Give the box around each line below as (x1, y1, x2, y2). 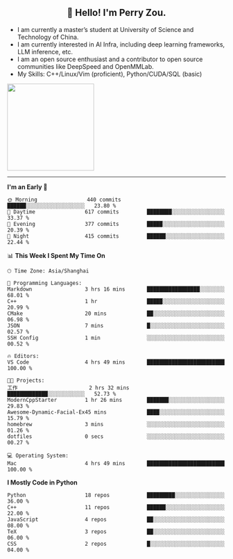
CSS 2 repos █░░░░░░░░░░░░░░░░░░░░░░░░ (7, 540, 225, 547)
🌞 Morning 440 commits (7, 196, 121, 203)
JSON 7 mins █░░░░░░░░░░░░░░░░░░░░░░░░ (7, 322, 225, 329)
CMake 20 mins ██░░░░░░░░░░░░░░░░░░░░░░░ (7, 310, 225, 317)
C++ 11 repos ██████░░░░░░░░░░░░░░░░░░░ (7, 503, 225, 511)
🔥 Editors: (7, 353, 40, 359)
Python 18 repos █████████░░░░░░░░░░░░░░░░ (7, 492, 225, 499)
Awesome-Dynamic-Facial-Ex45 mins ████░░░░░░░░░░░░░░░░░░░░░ (7, 408, 225, 416)
